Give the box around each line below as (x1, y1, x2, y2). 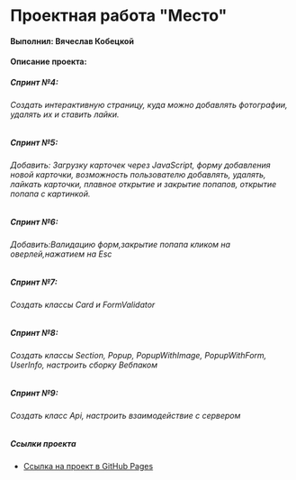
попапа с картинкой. (10, 188, 91, 199)
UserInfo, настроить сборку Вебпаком (10, 359, 158, 370)
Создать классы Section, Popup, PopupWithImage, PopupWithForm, (10, 350, 267, 361)
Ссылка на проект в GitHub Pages (22, 461, 154, 472)
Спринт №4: (10, 77, 59, 87)
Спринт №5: (10, 137, 58, 148)
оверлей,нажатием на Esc (10, 249, 112, 259)
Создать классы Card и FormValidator (10, 299, 156, 311)
